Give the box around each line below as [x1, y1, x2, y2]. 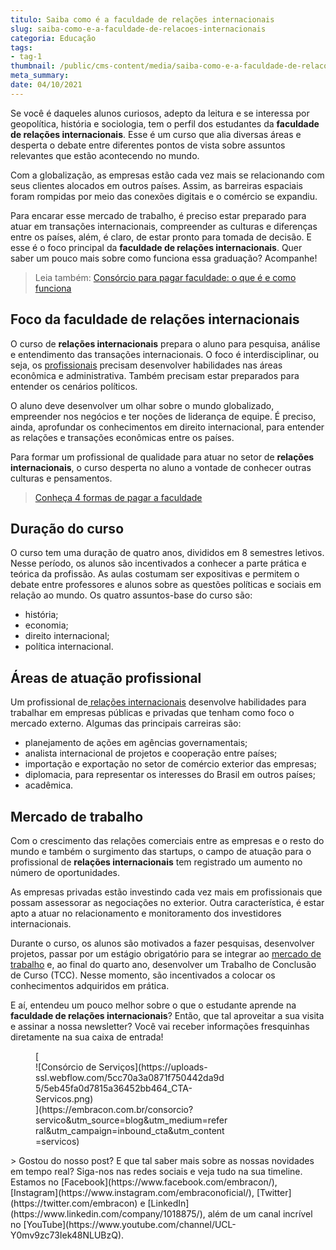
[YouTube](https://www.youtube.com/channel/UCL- [23, 1219, 237, 1230]
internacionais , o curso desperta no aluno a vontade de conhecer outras [10, 461, 312, 473]
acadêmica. [24, 779, 74, 791]
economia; [24, 619, 69, 631]
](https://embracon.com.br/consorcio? [35, 1104, 194, 1115]
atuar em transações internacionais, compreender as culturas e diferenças [10, 220, 318, 232]
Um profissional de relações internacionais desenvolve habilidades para [10, 696, 307, 708]
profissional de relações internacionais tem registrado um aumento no [10, 856, 303, 868]
